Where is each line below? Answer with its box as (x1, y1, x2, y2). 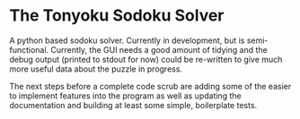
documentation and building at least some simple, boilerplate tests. (9, 99, 258, 110)
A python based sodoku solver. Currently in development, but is (9, 35, 245, 46)
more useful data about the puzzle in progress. (9, 64, 182, 74)
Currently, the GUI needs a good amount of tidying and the (50, 44, 268, 55)
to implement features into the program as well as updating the (9, 90, 242, 101)
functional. (9, 44, 49, 55)
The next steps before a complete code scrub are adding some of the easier (9, 81, 292, 91)
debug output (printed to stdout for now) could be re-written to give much (9, 54, 283, 64)
